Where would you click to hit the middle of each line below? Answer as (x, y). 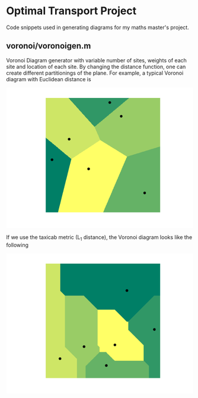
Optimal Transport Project (71, 11)
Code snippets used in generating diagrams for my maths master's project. (98, 27)
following (17, 245)
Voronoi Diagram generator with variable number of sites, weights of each (96, 60)
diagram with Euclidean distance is (49, 79)
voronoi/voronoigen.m (49, 46)
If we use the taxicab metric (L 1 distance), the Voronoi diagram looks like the (99, 238)
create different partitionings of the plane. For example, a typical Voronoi (95, 73)
